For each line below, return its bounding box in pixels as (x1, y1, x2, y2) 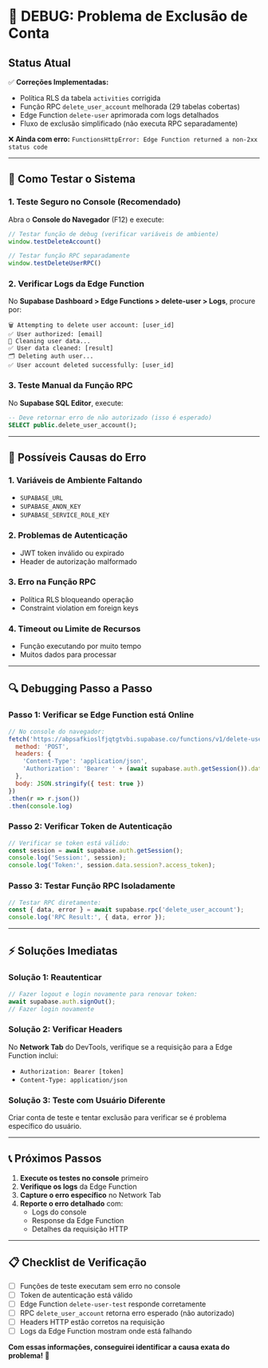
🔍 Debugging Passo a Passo (8, 682, 153, 695)
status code (8, 143, 48, 151)
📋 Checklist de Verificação (8, 1256, 148, 1270)
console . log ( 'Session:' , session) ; (8, 854, 127, 862)
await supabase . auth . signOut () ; (8, 998, 116, 1006)
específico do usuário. (8, 1122, 82, 1131)
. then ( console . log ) (8, 802, 73, 810)
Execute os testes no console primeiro (19, 1173, 149, 1182)
